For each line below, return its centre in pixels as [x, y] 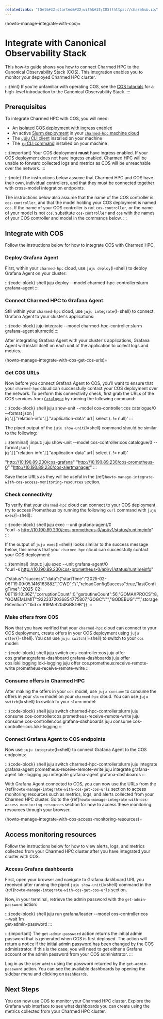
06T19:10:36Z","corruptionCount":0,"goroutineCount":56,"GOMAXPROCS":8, [81, 594]
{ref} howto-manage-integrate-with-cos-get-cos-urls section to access [76, 789]
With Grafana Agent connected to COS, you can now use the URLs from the [81, 784]
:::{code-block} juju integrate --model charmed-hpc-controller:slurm [73, 325]
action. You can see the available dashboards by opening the [84, 969]
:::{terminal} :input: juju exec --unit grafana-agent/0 [57, 564]
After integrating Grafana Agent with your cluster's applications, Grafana [77, 340]
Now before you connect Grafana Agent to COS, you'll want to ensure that [79, 383]
